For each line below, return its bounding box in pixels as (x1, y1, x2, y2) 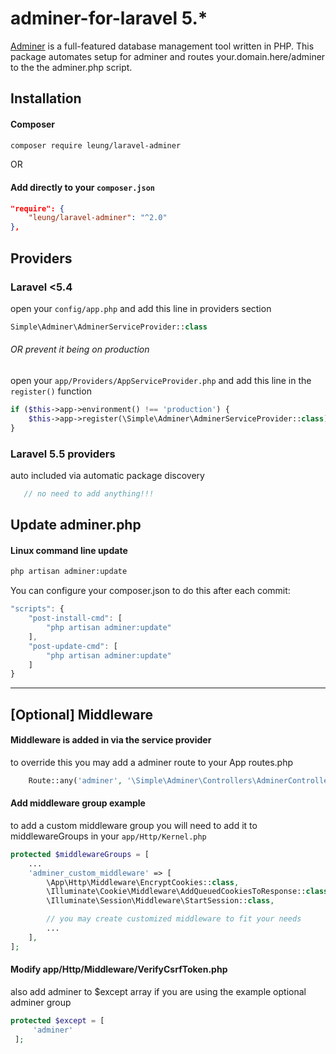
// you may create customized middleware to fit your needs (46, 914, 302, 924)
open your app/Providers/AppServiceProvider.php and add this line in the (10, 375, 312, 386)
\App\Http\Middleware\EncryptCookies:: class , (46, 877, 240, 887)
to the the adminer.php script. (10, 61, 133, 73)
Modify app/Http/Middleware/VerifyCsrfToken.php (10, 963, 228, 976)
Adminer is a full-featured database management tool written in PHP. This (10, 40, 315, 52)
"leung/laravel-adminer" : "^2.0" (28, 213, 168, 223)
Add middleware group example (10, 797, 146, 809)
